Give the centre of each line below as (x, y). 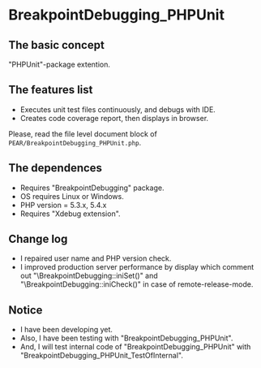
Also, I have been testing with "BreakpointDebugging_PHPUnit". (126, 338)
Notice (26, 310)
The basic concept (57, 45)
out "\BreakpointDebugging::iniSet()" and (89, 276)
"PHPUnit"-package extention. (60, 64)
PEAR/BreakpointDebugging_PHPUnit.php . (75, 142)
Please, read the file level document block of (83, 134)
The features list (51, 90)
